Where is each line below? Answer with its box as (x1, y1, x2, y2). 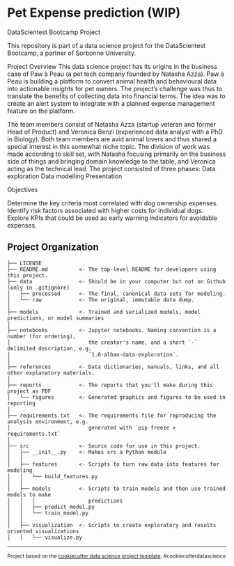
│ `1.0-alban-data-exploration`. (7, 351, 179, 358)
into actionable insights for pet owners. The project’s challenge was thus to (7, 84, 223, 93)
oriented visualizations (7, 528, 79, 535)
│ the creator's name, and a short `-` (7, 339, 198, 346)
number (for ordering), (7, 333, 77, 340)
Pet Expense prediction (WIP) (7, 5, 181, 21)
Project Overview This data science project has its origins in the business (7, 62, 218, 70)
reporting (7, 400, 36, 407)
